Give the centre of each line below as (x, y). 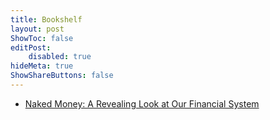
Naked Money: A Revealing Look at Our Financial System (142, 103)
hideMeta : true (42, 66)
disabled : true (60, 57)
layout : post (37, 29)
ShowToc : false (42, 38)
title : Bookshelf (46, 19)
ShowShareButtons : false (62, 76)
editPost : (31, 47)
